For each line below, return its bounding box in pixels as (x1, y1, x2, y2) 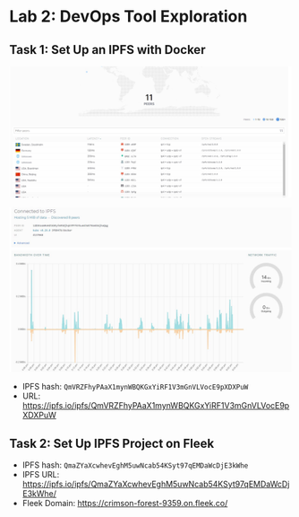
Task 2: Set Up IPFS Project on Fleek (9, 435, 215, 451)
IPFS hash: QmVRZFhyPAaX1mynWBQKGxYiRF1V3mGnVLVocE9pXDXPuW (21, 381, 249, 392)
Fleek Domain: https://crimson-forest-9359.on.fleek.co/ (21, 497, 228, 508)
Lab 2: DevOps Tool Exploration (9, 6, 248, 27)
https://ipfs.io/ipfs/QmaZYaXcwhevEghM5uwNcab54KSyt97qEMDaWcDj (21, 478, 290, 489)
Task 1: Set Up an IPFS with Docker (9, 42, 206, 57)
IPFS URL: (21, 469, 60, 479)
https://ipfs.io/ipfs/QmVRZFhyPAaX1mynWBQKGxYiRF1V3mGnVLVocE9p (21, 400, 290, 411)
